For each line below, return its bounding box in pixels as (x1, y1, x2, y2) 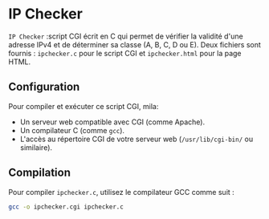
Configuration (8, 80, 80, 94)
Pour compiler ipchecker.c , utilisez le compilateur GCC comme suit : (8, 187, 234, 197)
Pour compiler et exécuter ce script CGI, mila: (8, 101, 159, 111)
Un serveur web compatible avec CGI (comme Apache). (19, 117, 206, 127)
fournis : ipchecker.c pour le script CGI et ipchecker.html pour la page (8, 48, 243, 58)
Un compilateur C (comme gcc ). (19, 125, 125, 135)
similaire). (19, 142, 53, 152)
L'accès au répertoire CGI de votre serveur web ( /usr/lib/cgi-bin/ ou (19, 134, 254, 144)
